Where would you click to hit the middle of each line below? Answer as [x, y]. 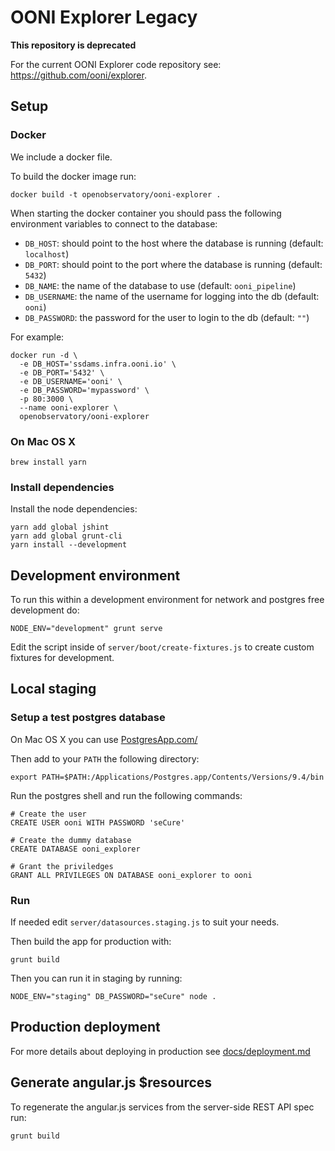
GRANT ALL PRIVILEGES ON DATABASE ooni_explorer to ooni [131, 875]
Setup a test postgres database [88, 718]
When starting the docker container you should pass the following [146, 213]
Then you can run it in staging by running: [96, 978]
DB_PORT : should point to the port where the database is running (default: [173, 264]
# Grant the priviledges [62, 866]
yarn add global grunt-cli [66, 536]
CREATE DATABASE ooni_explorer [75, 849]
